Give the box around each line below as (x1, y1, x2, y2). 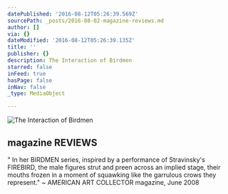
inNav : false (7, 83, 46, 91)
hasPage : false (7, 76, 53, 84)
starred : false (7, 63, 53, 71)
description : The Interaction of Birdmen (7, 57, 133, 64)
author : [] (7, 24, 40, 31)
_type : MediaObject (7, 90, 66, 97)
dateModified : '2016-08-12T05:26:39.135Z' (7, 37, 135, 44)
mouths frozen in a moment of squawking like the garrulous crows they (7, 170, 217, 179)
